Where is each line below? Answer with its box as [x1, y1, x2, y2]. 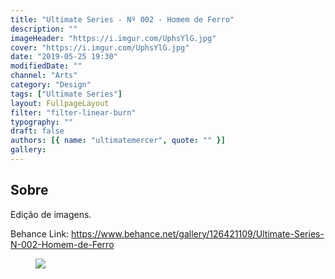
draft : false [10, 126, 65, 136]
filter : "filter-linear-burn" [10, 107, 137, 118]
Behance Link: [10, 227, 70, 240]
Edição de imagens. [10, 208, 92, 220]
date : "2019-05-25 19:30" [10, 52, 118, 62]
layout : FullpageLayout [10, 98, 110, 108]
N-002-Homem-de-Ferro [10, 238, 115, 250]
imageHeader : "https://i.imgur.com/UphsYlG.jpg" [10, 33, 217, 43]
